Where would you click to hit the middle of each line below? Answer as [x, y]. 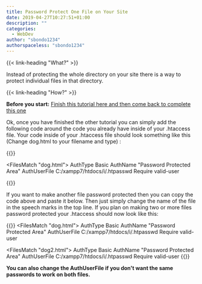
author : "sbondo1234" [33, 40]
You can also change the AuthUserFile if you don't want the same [90, 268]
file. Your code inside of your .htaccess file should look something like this [99, 135]
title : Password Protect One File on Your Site [67, 12]
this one [16, 110]
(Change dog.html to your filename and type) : [64, 141]
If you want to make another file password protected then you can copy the [100, 194]
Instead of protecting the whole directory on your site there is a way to [94, 74]
